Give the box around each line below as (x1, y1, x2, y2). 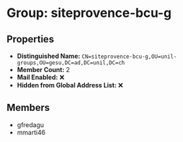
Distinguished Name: (16, 52, 81, 60)
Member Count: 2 (16, 66, 70, 73)
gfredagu (16, 120, 45, 129)
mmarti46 (16, 128, 46, 136)
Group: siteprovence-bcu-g (6, 5, 172, 21)
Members (6, 102, 50, 114)
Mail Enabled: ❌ (16, 73, 65, 81)
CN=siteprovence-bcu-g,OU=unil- (81, 53, 177, 60)
